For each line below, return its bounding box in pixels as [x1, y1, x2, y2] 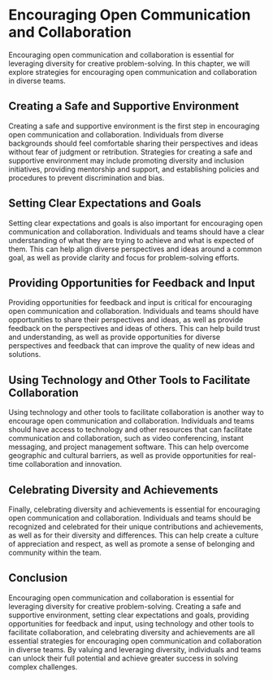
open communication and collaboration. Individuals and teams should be [8, 513, 252, 522]
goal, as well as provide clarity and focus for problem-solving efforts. [8, 252, 240, 262]
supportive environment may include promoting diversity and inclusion [8, 155, 245, 165]
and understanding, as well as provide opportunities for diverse [8, 332, 221, 342]
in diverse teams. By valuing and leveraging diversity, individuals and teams [8, 644, 262, 654]
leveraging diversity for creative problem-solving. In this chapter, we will [8, 59, 250, 68]
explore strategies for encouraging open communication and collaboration [8, 67, 258, 76]
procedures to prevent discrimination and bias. [8, 172, 165, 182]
